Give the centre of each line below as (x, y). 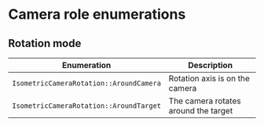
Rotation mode (45, 43)
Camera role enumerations (97, 14)
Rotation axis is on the (209, 78)
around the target (201, 111)
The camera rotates (205, 101)
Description (211, 65)
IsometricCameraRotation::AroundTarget (86, 106)
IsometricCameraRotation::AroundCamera (86, 83)
